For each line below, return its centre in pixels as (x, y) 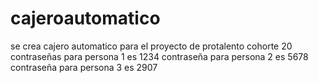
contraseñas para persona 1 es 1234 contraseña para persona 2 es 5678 (159, 56)
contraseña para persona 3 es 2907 (84, 67)
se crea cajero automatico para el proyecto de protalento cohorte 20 (151, 46)
